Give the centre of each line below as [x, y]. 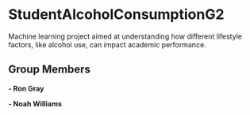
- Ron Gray [26, 88]
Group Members [50, 70]
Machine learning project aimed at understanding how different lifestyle [125, 36]
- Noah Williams [35, 103]
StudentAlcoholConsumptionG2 [116, 15]
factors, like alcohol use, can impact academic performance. [107, 44]
